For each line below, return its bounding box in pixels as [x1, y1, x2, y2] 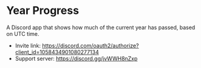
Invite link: [15, 42, 41, 49]
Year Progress [6, 4, 80, 18]
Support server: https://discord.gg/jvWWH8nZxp [15, 55, 138, 62]
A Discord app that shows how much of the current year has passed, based [6, 24, 196, 31]
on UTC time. [6, 30, 39, 37]
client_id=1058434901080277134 [15, 48, 99, 55]
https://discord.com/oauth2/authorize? [42, 42, 139, 49]
